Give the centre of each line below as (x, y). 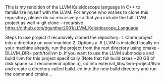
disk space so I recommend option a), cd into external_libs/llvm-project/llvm (83, 64)
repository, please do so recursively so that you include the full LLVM (76, 17)
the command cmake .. (28, 74)
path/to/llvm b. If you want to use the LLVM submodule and (93, 53)
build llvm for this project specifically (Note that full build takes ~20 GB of (80, 58)
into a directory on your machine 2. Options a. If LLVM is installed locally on (82, 43)
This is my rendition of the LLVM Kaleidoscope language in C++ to (73, 7)
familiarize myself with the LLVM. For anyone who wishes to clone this (77, 12)
